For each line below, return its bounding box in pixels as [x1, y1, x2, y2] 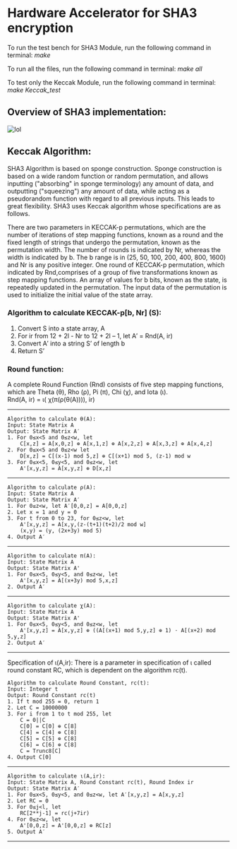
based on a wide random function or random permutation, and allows [7, 172, 209, 180]
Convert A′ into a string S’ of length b [17, 339, 126, 348]
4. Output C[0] [7, 754, 52, 761]
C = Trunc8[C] [20, 747, 61, 755]
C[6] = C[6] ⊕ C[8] [20, 742, 78, 749]
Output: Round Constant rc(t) [7, 692, 97, 699]
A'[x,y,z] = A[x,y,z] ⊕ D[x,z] [20, 465, 112, 473]
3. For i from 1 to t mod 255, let [7, 711, 112, 718]
